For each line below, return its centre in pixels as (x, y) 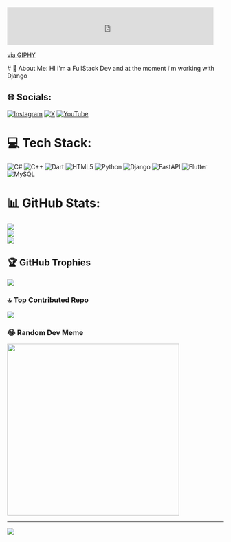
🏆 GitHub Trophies (49, 263)
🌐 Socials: (30, 97)
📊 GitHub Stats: (54, 203)
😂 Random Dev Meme (45, 332)
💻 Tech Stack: (49, 143)
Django (17, 76)
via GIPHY (22, 55)
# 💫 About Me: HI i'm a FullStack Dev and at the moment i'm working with (111, 68)
